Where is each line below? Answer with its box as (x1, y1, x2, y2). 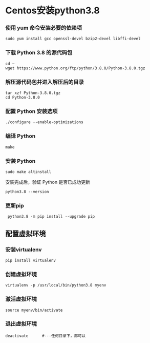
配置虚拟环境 (5, 229, 46, 238)
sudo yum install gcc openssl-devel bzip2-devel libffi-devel (5, 36, 141, 42)
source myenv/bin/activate (5, 308, 63, 313)
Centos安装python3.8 (5, 5, 100, 16)
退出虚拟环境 (5, 320, 37, 328)
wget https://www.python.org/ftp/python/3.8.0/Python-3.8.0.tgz (5, 65, 145, 71)
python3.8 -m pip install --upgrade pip (7, 214, 95, 219)
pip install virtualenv (5, 258, 56, 263)
